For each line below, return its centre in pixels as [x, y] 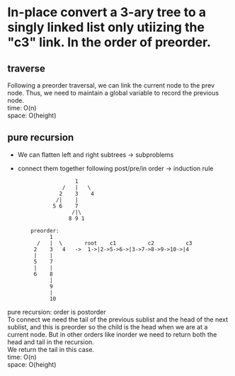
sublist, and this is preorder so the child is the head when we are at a [108, 327]
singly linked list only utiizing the [106, 27]
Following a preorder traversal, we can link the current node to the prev [111, 85]
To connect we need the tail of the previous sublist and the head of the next [118, 319]
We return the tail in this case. [51, 349]
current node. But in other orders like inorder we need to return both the [112, 334]
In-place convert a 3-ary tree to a [107, 12]
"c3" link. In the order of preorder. [109, 42]
